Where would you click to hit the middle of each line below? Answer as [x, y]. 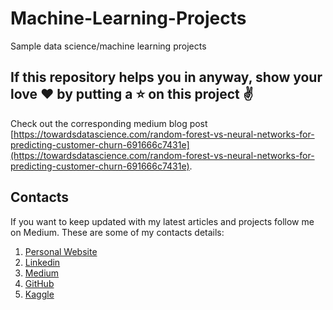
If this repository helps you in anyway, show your [166, 77]
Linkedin [42, 262]
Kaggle [39, 294]
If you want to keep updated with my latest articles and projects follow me [162, 221]
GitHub [39, 283]
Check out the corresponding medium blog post [109, 123]
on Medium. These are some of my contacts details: [117, 232]
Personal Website [61, 251]
